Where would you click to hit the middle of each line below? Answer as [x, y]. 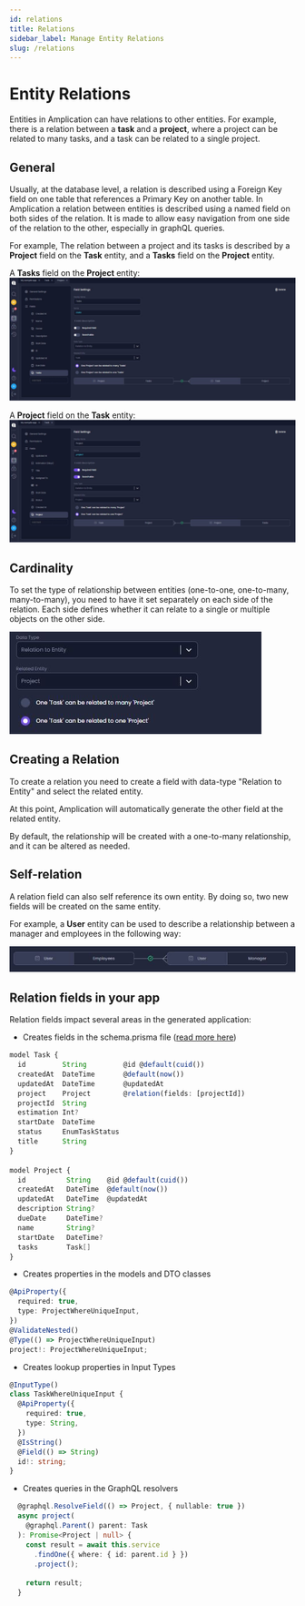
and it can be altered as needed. [70, 846]
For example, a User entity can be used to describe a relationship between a [152, 923]
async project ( [46, 1516]
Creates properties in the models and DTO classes [117, 1274]
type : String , [52, 1423]
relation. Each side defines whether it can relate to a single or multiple [140, 609]
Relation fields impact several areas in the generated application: [130, 1020]
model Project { [40, 1170]
